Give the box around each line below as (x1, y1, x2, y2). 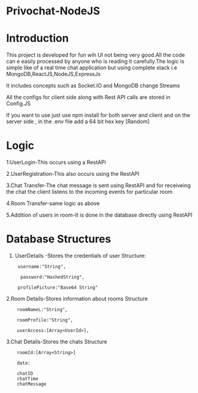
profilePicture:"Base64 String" (17, 285, 98, 291)
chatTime (17, 376, 39, 382)
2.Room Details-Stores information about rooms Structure (6, 295, 148, 302)
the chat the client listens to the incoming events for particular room (6, 188, 173, 196)
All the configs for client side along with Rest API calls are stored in (6, 94, 171, 101)
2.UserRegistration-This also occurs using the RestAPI (6, 170, 140, 178)
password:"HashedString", (20, 274, 85, 280)
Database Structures (6, 232, 112, 246)
